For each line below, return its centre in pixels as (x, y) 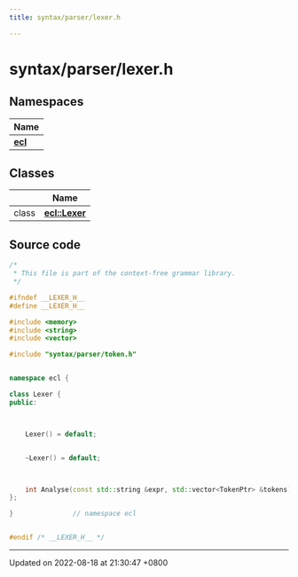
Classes (32, 174)
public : (24, 402)
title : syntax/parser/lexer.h (65, 17)
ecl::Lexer (65, 213)
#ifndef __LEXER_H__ (47, 297)
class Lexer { (35, 394)
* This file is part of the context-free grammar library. (125, 273)
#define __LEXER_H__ (47, 306)
